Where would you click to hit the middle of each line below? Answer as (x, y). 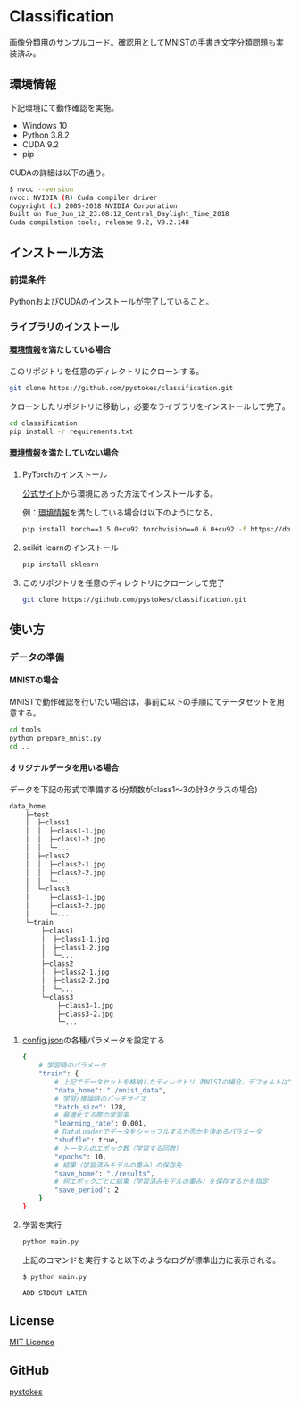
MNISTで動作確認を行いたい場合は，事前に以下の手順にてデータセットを (143, 701)
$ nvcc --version (42, 189)
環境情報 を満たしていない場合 (64, 453)
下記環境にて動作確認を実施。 (64, 107)
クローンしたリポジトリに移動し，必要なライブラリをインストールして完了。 (150, 406)
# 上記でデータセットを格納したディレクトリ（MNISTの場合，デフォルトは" (174, 1082)
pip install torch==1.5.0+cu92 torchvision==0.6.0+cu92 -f (134, 529)
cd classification (43, 423)
